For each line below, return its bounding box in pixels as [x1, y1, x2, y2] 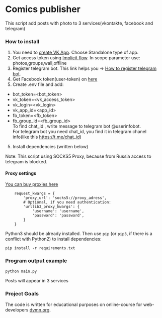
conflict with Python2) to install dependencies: [5, 236, 102, 242]
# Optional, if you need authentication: [23, 200, 112, 205]
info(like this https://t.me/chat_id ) [12, 134, 82, 140]
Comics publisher [5, 4, 80, 15]
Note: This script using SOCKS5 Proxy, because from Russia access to [5, 153, 152, 159]
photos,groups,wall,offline [12, 60, 67, 66]
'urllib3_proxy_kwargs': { [23, 204, 80, 209]
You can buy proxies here [5, 181, 58, 187]
